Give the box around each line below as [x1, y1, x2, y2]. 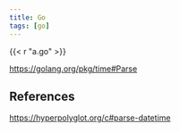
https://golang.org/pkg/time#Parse [9, 63, 138, 74]
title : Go [9, 12, 47, 22]
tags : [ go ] [9, 21, 50, 30]
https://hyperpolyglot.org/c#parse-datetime [9, 112, 171, 123]
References [9, 88, 75, 103]
